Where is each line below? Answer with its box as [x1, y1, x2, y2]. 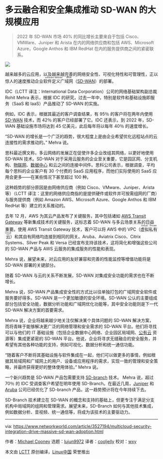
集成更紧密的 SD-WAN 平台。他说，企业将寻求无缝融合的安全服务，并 [17, 336, 157, 341]
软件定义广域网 [43, 78, 73, 84]
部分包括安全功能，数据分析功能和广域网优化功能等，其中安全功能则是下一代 [5, 301, 158, 306]
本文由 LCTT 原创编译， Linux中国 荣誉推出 [5, 449, 90, 455]
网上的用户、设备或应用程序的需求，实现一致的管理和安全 [38, 358, 154, 364]
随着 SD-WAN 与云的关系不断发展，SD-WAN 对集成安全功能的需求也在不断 [5, 272, 154, 278]
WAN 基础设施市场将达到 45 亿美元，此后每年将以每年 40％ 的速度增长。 [5, 123, 151, 129]
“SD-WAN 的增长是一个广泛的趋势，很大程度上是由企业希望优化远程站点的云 [5, 133, 158, 139]
